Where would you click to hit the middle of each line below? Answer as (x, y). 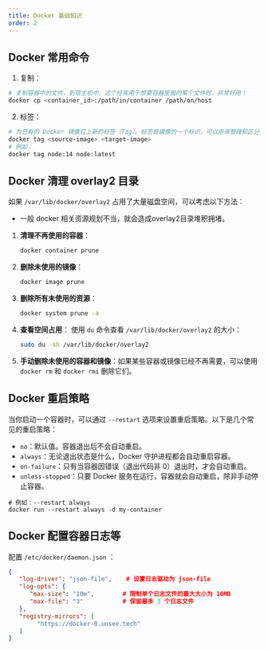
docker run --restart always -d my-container (85, 510)
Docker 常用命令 (49, 57)
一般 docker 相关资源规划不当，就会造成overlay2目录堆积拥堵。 (124, 219)
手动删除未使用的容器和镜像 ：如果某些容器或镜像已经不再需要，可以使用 (138, 360)
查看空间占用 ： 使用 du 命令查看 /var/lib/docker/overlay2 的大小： (130, 329)
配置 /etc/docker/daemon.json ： (62, 557)
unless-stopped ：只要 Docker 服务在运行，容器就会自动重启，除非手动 (136, 476)
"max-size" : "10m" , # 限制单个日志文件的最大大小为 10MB (130, 594)
